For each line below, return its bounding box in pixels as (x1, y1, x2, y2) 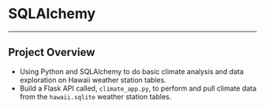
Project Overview (8, 46, 95, 59)
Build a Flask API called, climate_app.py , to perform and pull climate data (19, 84, 257, 93)
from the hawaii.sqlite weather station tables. (19, 91, 172, 101)
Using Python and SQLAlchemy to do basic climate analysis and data (19, 66, 244, 76)
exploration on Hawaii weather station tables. (19, 75, 167, 84)
